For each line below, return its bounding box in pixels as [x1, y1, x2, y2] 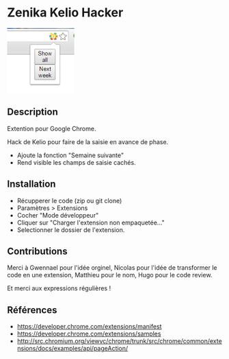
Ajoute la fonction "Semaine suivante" [16, 151, 124, 159]
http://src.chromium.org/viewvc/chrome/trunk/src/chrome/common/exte [16, 337, 222, 345]
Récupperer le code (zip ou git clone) [16, 196, 122, 205]
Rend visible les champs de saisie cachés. [16, 158, 136, 166]
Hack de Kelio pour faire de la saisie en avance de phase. [7, 137, 169, 146]
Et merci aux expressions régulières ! [7, 284, 111, 292]
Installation [7, 178, 56, 190]
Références [7, 304, 57, 316]
